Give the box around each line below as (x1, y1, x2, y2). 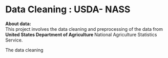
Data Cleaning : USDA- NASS (5, 4, 131, 15)
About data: (5, 21, 31, 27)
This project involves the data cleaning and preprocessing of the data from (5, 26, 163, 32)
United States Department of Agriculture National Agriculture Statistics (5, 31, 157, 37)
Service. (5, 37, 23, 43)
